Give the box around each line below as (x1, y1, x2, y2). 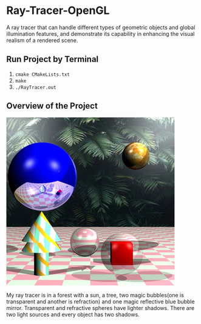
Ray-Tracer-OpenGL (6, 4, 110, 18)
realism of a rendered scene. (6, 36, 78, 44)
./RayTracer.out (15, 84, 56, 90)
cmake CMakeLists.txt (15, 71, 70, 78)
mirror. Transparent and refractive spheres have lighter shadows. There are (6, 304, 195, 311)
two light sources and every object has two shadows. (6, 311, 140, 318)
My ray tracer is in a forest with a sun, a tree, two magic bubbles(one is (6, 291, 184, 299)
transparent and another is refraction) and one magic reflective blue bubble (6, 298, 196, 305)
